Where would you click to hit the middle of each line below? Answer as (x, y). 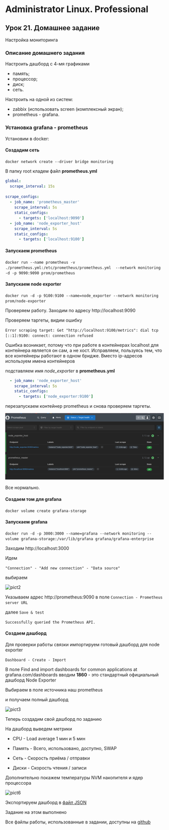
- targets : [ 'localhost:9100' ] (51, 239)
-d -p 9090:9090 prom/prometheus (40, 273)
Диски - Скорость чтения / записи (50, 768)
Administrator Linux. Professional (77, 9)
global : (13, 181)
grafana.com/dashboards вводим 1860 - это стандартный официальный (82, 674)
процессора (18, 783)
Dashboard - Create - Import (36, 660)
